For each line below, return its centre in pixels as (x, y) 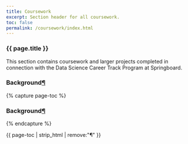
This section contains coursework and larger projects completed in (88, 61)
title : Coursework (29, 11)
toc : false (19, 22)
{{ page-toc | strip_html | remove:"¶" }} (54, 135)
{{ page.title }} (27, 49)
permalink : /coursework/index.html (50, 28)
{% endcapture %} (29, 123)
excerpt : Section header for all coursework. (63, 17)
